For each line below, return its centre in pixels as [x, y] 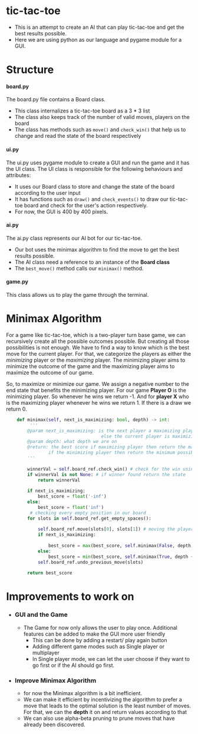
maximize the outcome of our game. [50, 372]
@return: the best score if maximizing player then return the [106, 447]
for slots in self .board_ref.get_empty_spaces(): [89, 518]
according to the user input [47, 193]
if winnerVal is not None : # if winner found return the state [106, 475]
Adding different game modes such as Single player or [98, 646]
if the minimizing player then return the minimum [112, 453]
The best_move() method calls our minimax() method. [79, 268]
